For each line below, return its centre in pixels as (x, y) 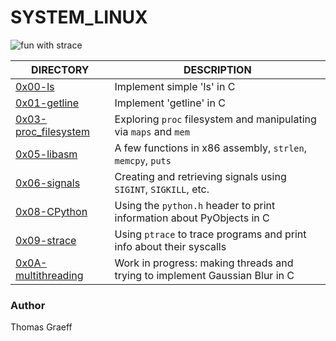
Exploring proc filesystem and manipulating (215, 119)
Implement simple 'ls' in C (175, 86)
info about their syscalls (170, 246)
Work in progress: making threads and (204, 263)
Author (28, 305)
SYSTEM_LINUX (79, 17)
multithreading (49, 275)
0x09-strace (46, 240)
